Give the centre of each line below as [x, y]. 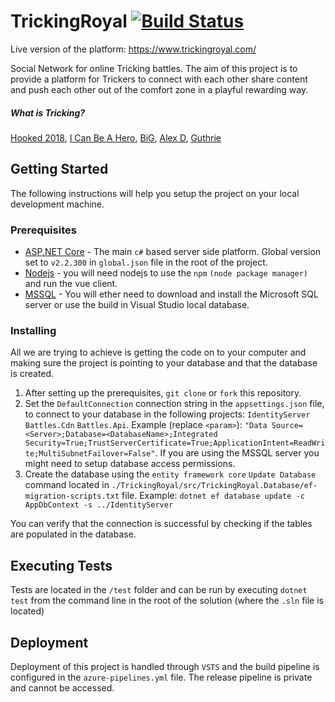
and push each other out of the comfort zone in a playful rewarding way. [159, 89]
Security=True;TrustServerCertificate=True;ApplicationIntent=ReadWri [175, 443]
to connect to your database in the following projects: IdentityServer [167, 414]
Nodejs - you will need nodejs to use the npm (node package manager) [166, 273]
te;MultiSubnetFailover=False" [90, 454]
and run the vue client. [71, 284]
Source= [287, 426]
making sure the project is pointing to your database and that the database [164, 363]
